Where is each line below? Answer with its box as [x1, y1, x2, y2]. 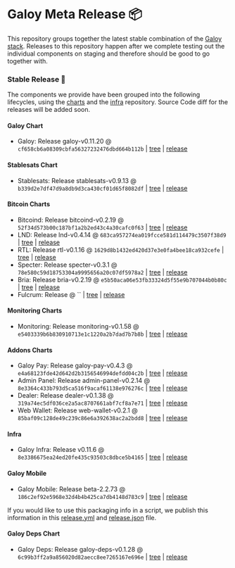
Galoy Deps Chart [7, 529, 61, 538]
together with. [7, 56, 48, 65]
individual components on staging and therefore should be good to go [7, 49, 210, 58]
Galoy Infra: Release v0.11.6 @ [17, 446, 105, 454]
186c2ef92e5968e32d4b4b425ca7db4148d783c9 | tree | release [17, 492, 188, 500]
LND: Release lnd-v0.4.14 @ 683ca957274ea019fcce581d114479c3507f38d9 [17, 230, 227, 239]
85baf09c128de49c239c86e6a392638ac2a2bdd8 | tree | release [17, 414, 188, 422]
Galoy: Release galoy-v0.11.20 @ [17, 137, 112, 146]
